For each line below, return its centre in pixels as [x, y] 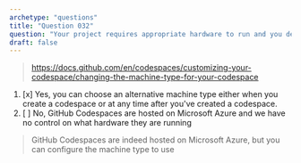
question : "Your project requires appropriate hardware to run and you [146, 34]
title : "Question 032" [52, 26]
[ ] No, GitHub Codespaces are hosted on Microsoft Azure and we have [154, 113]
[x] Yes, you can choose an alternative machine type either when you [150, 94]
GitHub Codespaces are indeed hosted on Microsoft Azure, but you [155, 140]
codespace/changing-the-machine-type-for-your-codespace [145, 77]
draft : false [34, 42]
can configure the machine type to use [103, 150]
